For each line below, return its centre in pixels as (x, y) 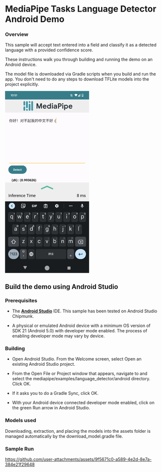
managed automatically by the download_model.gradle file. (64, 436)
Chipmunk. (23, 316)
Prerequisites (21, 300)
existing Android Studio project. (43, 364)
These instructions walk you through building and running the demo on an (79, 60)
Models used (21, 421)
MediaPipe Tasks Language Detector (81, 9)
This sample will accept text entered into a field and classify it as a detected (81, 45)
